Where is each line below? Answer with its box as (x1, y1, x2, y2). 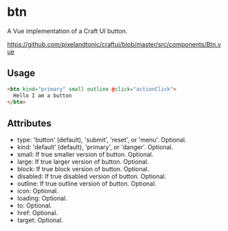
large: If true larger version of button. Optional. (16, 157, 149, 166)
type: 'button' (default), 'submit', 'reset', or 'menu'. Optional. (16, 135, 187, 144)
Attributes (7, 118, 52, 129)
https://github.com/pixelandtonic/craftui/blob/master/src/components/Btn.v (7, 40, 221, 48)
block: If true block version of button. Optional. (16, 165, 150, 173)
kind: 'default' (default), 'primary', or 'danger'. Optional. (16, 143, 174, 151)
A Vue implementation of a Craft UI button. (7, 27, 128, 35)
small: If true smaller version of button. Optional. (16, 151, 154, 159)
